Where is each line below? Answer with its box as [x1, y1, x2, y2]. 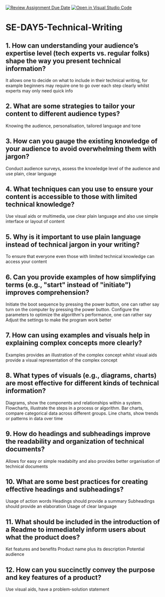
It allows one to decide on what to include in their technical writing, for [5, 78, 148, 83]
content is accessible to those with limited [5, 193, 137, 201]
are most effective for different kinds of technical [5, 379, 159, 388]
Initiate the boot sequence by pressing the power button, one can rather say [5, 301, 160, 307]
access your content [5, 258, 47, 265]
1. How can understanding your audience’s [5, 41, 139, 50]
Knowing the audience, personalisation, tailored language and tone [5, 123, 141, 129]
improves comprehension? [5, 288, 90, 297]
